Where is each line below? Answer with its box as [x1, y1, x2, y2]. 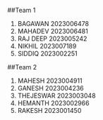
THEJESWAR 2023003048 [17, 91, 97, 100]
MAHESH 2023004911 [17, 76, 83, 85]
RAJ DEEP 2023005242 [17, 34, 87, 43]
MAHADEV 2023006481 [17, 27, 88, 35]
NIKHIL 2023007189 [17, 42, 77, 50]
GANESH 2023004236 [17, 84, 85, 92]
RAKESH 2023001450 [17, 107, 82, 114]
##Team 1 [7, 6, 36, 14]
